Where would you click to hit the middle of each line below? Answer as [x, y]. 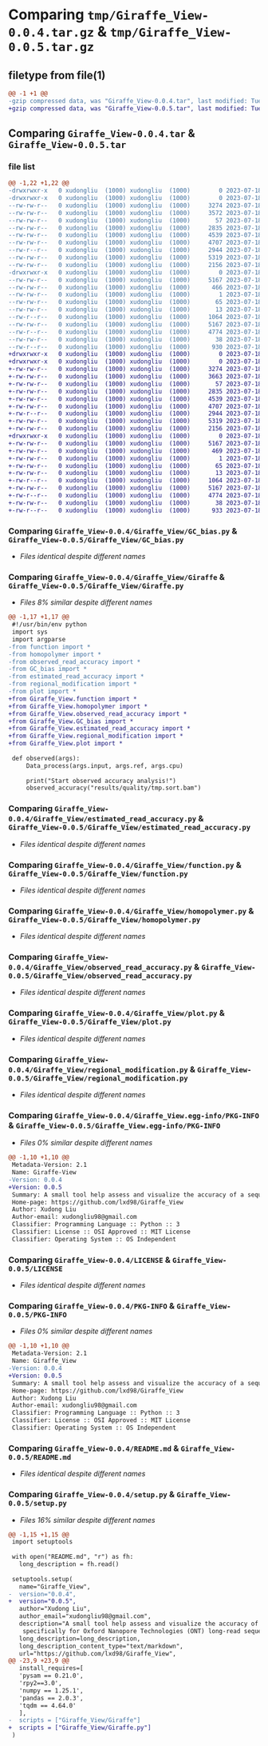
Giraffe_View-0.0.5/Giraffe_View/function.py [99, 874]
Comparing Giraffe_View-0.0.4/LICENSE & [90, 1260]
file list [22, 166]
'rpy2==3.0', [40, 1684]
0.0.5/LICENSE [35, 1269]
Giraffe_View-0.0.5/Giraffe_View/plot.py [90, 1022]
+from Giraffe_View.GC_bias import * [71, 721]
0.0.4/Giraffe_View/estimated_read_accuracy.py [102, 819]
